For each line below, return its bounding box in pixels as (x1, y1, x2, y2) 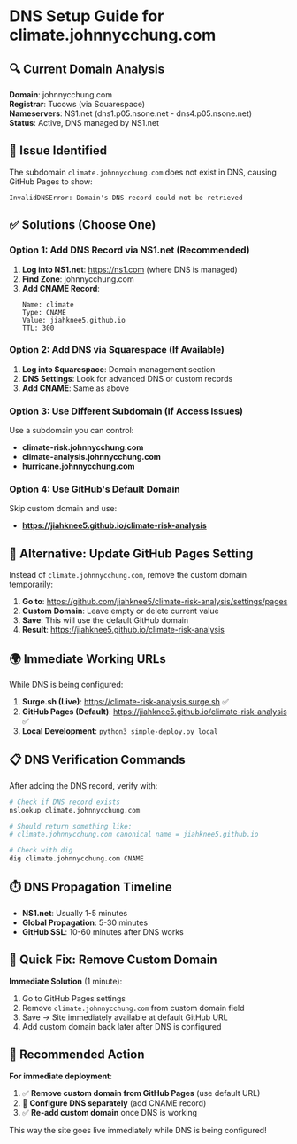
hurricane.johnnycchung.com (21, 461, 135, 471)
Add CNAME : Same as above (21, 383, 130, 393)
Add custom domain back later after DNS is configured (21, 1021, 222, 1031)
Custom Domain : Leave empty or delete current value (21, 605, 219, 617)
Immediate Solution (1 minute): (9, 976, 123, 986)
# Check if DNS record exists (9, 798, 121, 806)
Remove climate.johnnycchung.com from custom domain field (21, 1002, 245, 1013)
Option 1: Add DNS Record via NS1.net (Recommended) (9, 244, 250, 256)
